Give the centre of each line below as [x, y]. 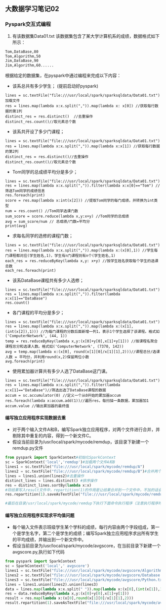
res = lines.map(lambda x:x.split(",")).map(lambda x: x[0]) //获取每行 [80, 106]
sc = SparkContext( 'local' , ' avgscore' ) [47, 566]
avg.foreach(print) [25, 362]
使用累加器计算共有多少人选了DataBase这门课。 [61, 371]
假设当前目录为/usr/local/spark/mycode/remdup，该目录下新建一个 [81, 442]
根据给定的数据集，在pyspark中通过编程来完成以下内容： [63, 75]
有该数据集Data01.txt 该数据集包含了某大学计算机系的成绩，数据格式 [82, 36]
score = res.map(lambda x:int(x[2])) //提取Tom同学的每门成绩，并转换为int [80, 201]
